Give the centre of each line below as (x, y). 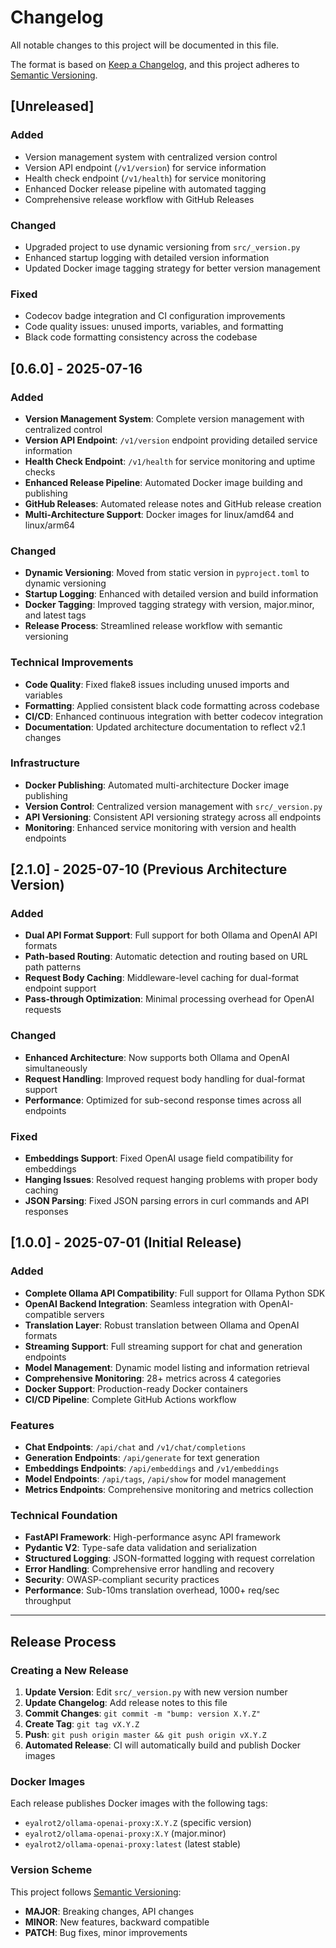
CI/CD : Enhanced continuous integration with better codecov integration (173, 716)
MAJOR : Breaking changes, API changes (109, 1911)
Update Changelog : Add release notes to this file (126, 1703)
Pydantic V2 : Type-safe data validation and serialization (140, 1548)
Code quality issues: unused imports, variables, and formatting (154, 327)
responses (46, 1212)
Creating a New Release (69, 1670)
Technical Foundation (64, 1515)
